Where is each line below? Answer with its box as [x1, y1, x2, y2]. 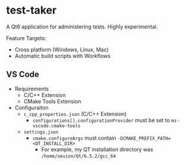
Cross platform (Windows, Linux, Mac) [14, 46, 109, 53]
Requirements [14, 85, 49, 92]
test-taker [6, 4, 57, 17]
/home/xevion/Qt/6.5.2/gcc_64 [41, 153, 116, 159]
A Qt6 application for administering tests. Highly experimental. [6, 23, 158, 30]
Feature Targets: [6, 34, 46, 41]
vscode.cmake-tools [32, 122, 81, 129]
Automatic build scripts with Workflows [14, 52, 111, 59]
